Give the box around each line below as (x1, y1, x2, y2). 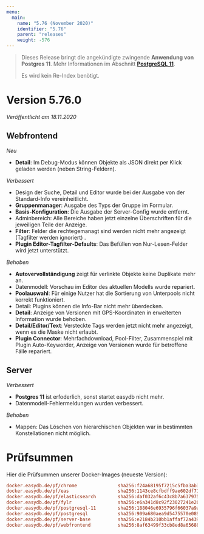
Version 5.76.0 (6, 93, 82, 107)
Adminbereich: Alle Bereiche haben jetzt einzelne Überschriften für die (15, 214, 192, 221)
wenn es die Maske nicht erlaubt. (15, 328, 98, 336)
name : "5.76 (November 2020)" (17, 20, 94, 26)
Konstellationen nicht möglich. (15, 429, 91, 437)
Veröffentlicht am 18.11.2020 (6, 113, 77, 120)
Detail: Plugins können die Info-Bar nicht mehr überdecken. (15, 302, 164, 309)
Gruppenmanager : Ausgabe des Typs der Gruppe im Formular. (15, 201, 174, 209)
